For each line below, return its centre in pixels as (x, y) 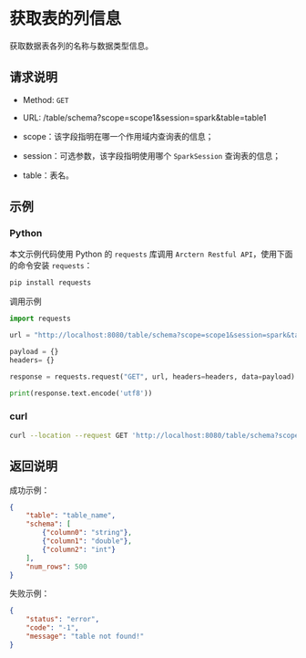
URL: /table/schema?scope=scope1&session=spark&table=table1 (144, 117)
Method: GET (46, 99)
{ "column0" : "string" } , (87, 533)
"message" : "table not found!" (85, 637)
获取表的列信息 (66, 19)
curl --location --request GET (69, 435)
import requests (40, 319)
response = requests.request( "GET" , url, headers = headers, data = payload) (153, 376)
